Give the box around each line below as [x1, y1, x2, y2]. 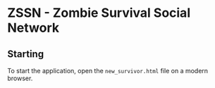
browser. [7, 74, 33, 82]
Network [7, 20, 60, 36]
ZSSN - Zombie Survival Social [7, 5, 191, 21]
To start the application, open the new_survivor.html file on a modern [7, 67, 209, 75]
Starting [7, 48, 44, 60]
